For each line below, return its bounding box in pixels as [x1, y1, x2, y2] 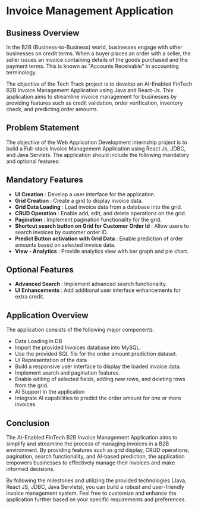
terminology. [6, 69, 37, 76]
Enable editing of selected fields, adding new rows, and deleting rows [14, 376, 186, 383]
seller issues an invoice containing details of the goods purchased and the [6, 56, 188, 63]
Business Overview [6, 28, 80, 38]
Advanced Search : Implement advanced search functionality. [14, 281, 168, 288]
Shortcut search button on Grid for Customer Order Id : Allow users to [14, 222, 189, 230]
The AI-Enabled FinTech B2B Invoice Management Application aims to [6, 434, 178, 441]
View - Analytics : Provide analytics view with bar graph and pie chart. [14, 247, 189, 254]
